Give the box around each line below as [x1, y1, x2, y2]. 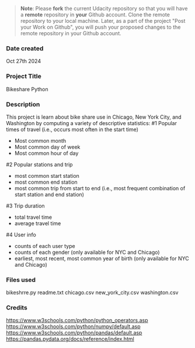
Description [6, 100, 40, 108]
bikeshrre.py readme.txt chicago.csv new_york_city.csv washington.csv [6, 289, 179, 296]
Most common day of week [14, 143, 81, 150]
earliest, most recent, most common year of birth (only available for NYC [14, 254, 189, 262]
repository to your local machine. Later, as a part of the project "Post [20, 18, 186, 24]
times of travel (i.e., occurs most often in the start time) [6, 126, 139, 133]
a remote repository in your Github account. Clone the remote [20, 11, 170, 18]
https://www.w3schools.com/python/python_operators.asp [6, 317, 148, 324]
